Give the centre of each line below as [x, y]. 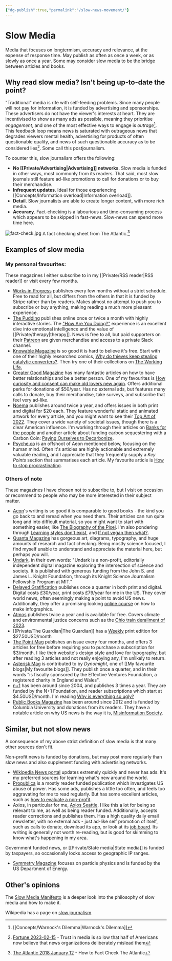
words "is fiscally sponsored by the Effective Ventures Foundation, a [85, 675]
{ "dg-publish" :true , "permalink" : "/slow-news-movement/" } [67, 10]
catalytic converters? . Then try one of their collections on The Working [87, 362]
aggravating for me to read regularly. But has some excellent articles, [85, 794]
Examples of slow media [45, 250]
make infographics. [33, 609]
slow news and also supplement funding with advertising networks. [76, 762]
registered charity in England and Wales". [56, 680]
